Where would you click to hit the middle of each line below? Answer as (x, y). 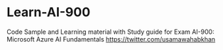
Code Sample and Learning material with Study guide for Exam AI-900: (110, 32)
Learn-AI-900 (49, 12)
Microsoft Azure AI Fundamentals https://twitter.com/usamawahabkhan (111, 39)
